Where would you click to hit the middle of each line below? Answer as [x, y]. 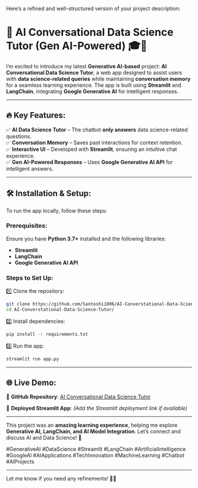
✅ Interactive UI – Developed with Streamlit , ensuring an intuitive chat [92, 149]
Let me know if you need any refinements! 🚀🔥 [61, 479]
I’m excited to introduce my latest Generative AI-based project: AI [86, 66]
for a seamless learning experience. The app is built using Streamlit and [94, 85]
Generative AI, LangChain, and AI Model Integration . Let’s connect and [93, 431]
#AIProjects [20, 461]
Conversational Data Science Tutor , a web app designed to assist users [94, 72]
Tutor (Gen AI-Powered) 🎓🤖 [77, 46]
